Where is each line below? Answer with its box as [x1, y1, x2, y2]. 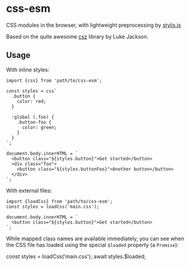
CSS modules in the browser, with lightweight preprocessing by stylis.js [6, 21, 181, 29]
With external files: [6, 187, 52, 194]
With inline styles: [6, 66, 49, 73]
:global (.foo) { [11, 114, 55, 120]
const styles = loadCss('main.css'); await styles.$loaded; [6, 252, 147, 260]
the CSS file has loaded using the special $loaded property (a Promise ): [6, 241, 179, 248]
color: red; [17, 98, 46, 104]
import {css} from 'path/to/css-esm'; [6, 77, 102, 83]
